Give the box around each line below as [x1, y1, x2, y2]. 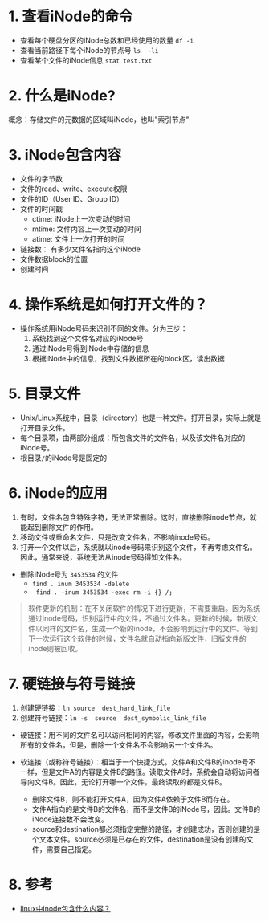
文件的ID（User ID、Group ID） [19, 194, 124, 203]
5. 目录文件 [8, 385, 81, 402]
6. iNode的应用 [8, 483, 108, 502]
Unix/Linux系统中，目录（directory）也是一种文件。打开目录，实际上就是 [19, 413, 262, 422]
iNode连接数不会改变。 [31, 814, 108, 824]
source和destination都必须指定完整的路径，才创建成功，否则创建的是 [31, 824, 261, 833]
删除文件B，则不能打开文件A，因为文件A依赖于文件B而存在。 [31, 794, 234, 804]
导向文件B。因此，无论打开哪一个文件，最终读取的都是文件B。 [19, 776, 227, 787]
